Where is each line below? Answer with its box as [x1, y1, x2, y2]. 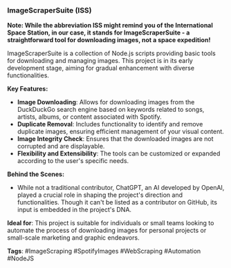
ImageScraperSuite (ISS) [7, 6, 92, 15]
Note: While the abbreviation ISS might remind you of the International [7, 21, 213, 30]
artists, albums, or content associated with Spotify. [17, 113, 163, 121]
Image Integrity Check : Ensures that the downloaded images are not [17, 135, 214, 143]
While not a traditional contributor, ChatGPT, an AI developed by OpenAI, [17, 184, 225, 192]
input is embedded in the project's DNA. [17, 206, 132, 214]
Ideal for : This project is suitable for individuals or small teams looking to [7, 219, 214, 227]
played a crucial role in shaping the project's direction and [17, 191, 183, 199]
